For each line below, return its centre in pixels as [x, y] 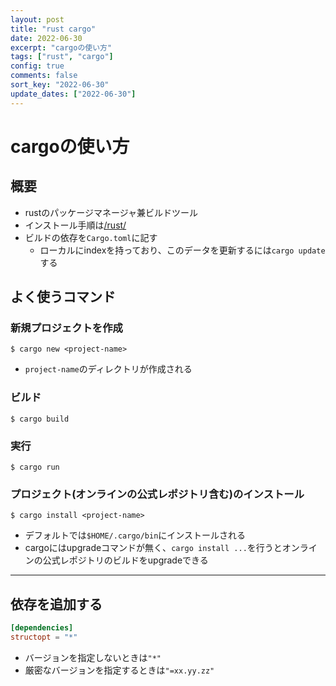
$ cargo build [40, 419]
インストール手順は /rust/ [75, 225]
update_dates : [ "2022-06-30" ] [73, 94]
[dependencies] [42, 628]
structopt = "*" [44, 637]
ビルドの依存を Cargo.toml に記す [91, 237]
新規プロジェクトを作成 [66, 328]
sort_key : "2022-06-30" [60, 85]
